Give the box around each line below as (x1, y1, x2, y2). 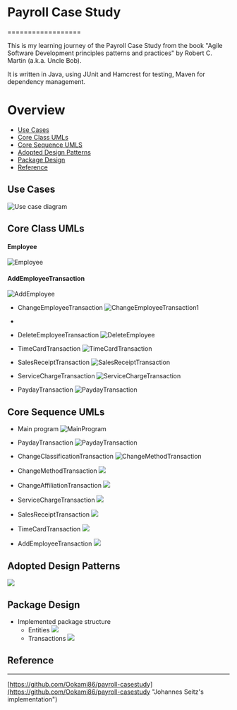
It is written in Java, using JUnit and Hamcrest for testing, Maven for (7, 70, 206, 78)
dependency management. (7, 77, 86, 85)
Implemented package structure (17, 617, 111, 625)
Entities (28, 625, 50, 634)
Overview (7, 102, 66, 119)
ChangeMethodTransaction (17, 467, 97, 475)
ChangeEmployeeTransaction (17, 303, 104, 312)
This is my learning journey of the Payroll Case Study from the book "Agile (7, 41, 223, 49)
